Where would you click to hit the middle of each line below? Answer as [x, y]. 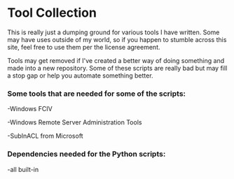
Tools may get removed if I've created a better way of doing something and [116, 60]
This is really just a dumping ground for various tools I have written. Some [113, 32]
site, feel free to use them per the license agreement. [84, 47]
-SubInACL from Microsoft [45, 136]
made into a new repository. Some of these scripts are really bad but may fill [117, 68]
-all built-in [23, 169]
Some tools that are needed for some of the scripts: [97, 94]
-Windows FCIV [30, 109]
